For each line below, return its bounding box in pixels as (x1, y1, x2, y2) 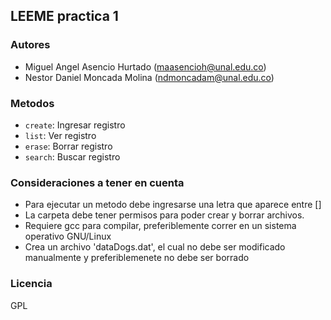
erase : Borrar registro (24, 140, 113, 152)
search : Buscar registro (24, 150, 121, 163)
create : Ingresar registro (24, 119, 126, 131)
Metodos (10, 96, 55, 110)
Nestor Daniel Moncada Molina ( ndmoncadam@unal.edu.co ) (24, 71, 275, 83)
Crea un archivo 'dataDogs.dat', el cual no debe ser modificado (24, 241, 286, 253)
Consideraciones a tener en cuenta (10, 175, 185, 189)
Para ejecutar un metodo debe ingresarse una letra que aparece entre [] (24, 199, 322, 211)
